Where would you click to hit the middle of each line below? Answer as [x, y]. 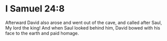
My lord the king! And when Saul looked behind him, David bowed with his [83, 27]
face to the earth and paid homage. [42, 33]
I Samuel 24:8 [35, 9]
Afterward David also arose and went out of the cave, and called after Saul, [84, 22]
